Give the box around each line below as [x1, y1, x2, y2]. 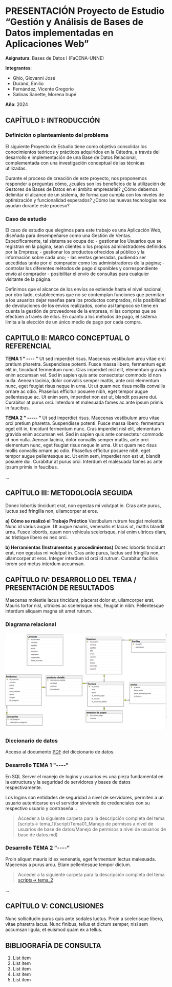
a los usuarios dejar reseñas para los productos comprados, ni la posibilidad [5, 297, 166, 303]
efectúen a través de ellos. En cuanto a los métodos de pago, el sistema [5, 313, 157, 319]
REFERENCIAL [5, 342, 52, 351]
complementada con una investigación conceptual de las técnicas [5, 159, 145, 166]
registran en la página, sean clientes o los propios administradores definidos [5, 243, 166, 249]
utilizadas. [5, 165, 27, 171]
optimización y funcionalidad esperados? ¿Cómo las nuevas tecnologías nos [5, 197, 166, 203]
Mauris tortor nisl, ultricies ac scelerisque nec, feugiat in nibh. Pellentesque [5, 602, 164, 609]
